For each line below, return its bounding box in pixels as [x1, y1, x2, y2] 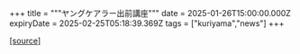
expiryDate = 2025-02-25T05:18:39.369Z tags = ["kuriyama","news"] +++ [9, 18, 285, 29]
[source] [9, 35, 41, 46]
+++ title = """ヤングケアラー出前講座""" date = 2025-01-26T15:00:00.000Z [9, 8, 291, 18]
